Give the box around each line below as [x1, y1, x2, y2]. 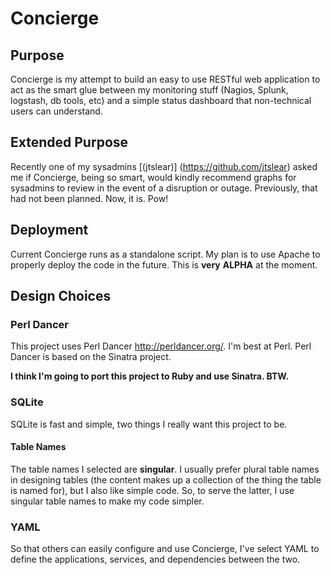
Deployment [10, 222, 89, 239]
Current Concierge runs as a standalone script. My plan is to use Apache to [10, 248, 321, 260]
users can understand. [10, 105, 103, 117]
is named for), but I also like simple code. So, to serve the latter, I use [10, 484, 295, 496]
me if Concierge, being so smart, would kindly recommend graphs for [10, 171, 297, 183]
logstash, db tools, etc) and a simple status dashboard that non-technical [10, 95, 312, 106]
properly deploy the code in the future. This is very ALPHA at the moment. [10, 258, 318, 271]
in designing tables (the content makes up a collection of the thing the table [10, 473, 322, 486]
